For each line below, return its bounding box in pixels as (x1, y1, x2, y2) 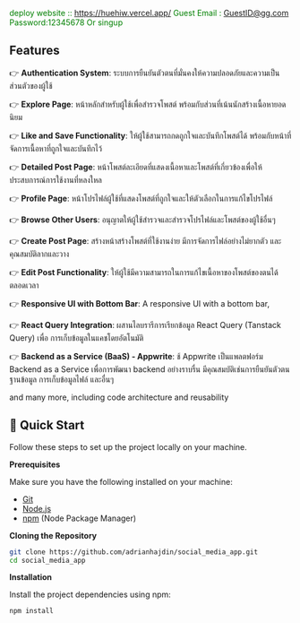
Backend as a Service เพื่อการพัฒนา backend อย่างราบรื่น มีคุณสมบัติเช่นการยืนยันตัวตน (9, 363, 290, 375)
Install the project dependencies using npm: (9, 589, 172, 600)
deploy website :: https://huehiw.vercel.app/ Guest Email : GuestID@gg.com (9, 8, 289, 18)
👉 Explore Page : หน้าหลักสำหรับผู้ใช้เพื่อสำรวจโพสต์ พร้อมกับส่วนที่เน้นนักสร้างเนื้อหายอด (9, 99, 287, 109)
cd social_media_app (9, 556, 87, 565)
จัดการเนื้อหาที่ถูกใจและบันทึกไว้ (9, 143, 103, 153)
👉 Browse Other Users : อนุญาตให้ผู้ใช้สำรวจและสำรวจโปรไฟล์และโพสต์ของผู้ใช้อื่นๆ (9, 214, 276, 225)
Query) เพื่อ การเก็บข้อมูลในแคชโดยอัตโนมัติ (9, 332, 144, 343)
